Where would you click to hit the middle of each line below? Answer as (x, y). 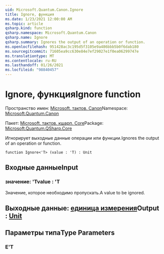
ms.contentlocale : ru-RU (31, 61)
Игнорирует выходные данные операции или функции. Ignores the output (82, 138)
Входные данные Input (42, 168)
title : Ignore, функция (30, 14)
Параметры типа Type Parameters (60, 233)
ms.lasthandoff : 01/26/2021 (34, 65)
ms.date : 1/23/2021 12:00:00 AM (39, 19)
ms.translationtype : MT (30, 56)
